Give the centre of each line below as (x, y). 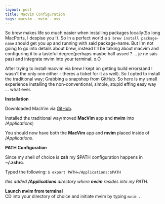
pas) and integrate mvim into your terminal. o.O (53, 59)
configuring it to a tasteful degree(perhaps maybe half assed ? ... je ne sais (82, 54)
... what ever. (18, 90)
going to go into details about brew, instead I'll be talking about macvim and (82, 49)
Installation (17, 99)
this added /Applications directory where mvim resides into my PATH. (77, 182)
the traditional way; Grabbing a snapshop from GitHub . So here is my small (81, 79)
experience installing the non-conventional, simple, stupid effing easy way (81, 84)
